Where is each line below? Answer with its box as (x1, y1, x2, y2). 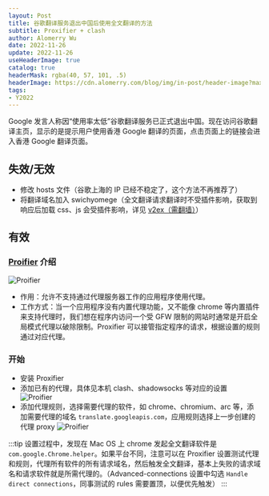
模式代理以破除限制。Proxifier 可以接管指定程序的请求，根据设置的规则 (26, 322, 260, 331)
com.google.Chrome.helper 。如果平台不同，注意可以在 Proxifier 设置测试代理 (8, 449, 259, 458)
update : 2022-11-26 (8, 49, 74, 57)
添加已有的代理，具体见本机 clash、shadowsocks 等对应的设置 (19, 383, 228, 393)
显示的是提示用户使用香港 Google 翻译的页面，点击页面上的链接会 (35, 126, 254, 136)
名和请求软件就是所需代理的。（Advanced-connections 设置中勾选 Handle (8, 469, 248, 478)
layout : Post (8, 11, 52, 20)
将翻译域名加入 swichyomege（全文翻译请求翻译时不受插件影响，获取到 (19, 195, 258, 205)
